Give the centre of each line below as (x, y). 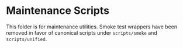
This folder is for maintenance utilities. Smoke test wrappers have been (91, 27)
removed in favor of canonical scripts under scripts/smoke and (82, 32)
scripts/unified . (27, 39)
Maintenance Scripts (58, 11)
